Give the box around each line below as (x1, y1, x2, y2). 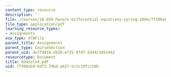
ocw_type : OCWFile (5, 36, 44, 41)
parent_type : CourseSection (5, 45, 65, 50)
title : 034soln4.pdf (5, 59, 49, 64)
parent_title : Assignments (5, 41, 63, 46)
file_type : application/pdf (5, 21, 65, 27)
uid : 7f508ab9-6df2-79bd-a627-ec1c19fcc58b (5, 64, 99, 69)
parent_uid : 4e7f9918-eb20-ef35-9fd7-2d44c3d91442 (5, 50, 115, 55)
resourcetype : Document (5, 54, 56, 60)
